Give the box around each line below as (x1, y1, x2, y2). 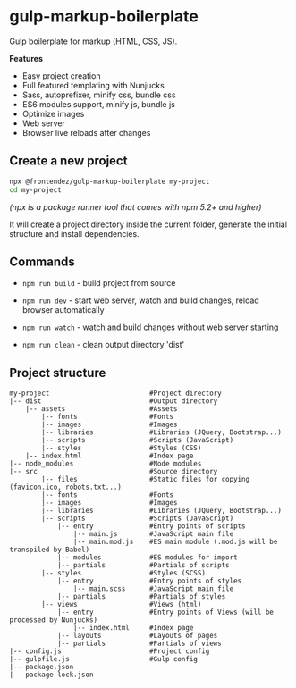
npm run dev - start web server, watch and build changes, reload (21, 295, 259, 306)
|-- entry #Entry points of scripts (56, 522, 246, 531)
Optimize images (21, 108, 85, 119)
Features (9, 53, 43, 63)
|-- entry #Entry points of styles (56, 576, 242, 586)
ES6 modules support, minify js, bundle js (21, 98, 176, 109)
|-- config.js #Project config (9, 647, 210, 656)
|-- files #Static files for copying (41, 475, 250, 484)
